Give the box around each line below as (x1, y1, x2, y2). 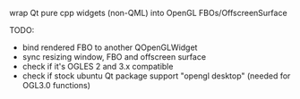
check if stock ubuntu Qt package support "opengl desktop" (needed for (21, 70, 291, 81)
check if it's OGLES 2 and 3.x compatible (21, 62, 174, 71)
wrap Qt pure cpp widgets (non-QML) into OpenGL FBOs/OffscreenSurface (9, 8, 288, 18)
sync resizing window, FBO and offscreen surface (21, 52, 207, 62)
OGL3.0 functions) (21, 80, 91, 90)
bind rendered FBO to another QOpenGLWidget (21, 42, 198, 53)
